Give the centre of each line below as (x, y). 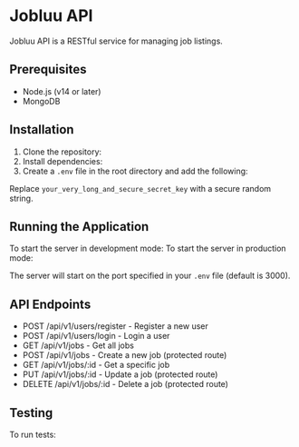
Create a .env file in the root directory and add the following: (135, 171)
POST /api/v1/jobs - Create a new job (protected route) (125, 355)
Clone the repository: (62, 152)
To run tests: (33, 434)
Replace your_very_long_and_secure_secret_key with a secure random (140, 188)
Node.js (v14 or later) (62, 91)
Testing (31, 413)
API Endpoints (50, 304)
